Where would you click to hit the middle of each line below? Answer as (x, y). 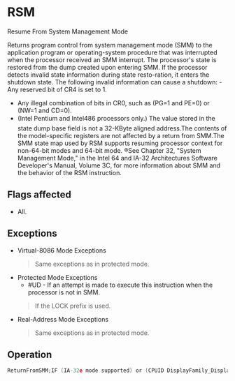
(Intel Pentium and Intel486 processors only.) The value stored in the (116, 118)
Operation (30, 354)
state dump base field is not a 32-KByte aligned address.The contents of (122, 128)
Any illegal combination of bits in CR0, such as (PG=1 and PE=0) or (113, 103)
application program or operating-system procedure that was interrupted (112, 52)
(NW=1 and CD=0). (44, 110)
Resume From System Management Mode (67, 31)
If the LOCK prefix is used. (73, 306)
